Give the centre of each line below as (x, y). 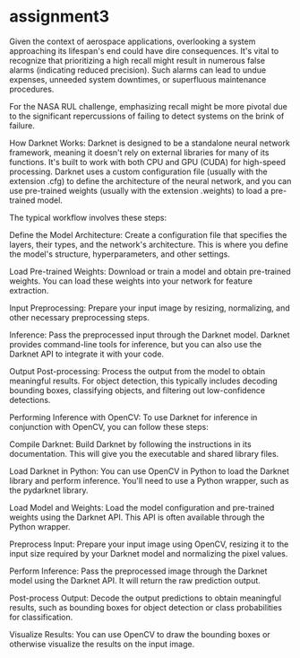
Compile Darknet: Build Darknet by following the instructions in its (131, 444)
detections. (30, 399)
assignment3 (60, 17)
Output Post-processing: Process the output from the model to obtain (137, 371)
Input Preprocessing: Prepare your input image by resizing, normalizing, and (150, 308)
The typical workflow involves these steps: (88, 217)
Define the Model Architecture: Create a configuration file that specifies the (148, 234)
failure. (22, 125)
